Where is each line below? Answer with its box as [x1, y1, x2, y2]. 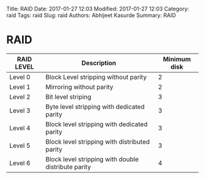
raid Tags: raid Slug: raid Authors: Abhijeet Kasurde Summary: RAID [6, 12, 176, 19]
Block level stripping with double [45, 155, 139, 163]
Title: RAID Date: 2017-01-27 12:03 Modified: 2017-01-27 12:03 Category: [6, 5, 189, 12]
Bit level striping [45, 93, 92, 101]
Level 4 [9, 124, 31, 132]
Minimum [162, 55, 191, 63]
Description [81, 58, 117, 67]
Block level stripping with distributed [45, 137, 150, 146]
